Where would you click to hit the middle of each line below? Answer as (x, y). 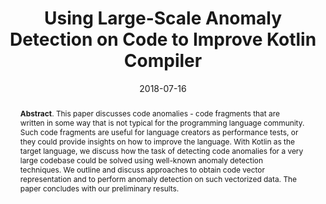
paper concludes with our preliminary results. (99, 188)
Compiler (163, 61)
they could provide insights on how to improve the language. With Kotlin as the (157, 141)
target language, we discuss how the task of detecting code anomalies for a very (161, 150)
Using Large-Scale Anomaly (163, 18)
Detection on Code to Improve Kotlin (163, 39)
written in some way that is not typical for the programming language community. (162, 122)
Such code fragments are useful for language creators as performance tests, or (159, 132)
